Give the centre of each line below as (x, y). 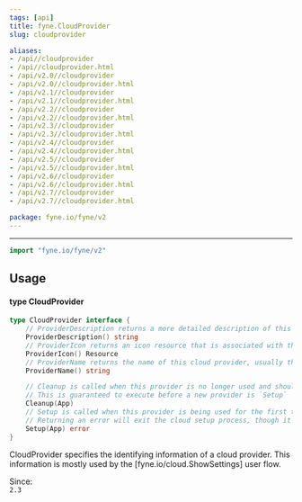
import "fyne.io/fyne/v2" (58, 250)
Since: (21, 481)
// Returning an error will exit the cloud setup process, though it (159, 420)
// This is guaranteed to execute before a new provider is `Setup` (156, 395)
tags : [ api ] (31, 18)
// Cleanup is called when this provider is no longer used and (148, 387)
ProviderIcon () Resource (72, 354)
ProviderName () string (68, 371)
